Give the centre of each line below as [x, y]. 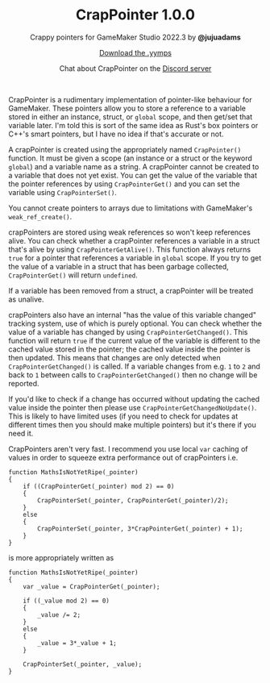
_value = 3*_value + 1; [77, 643]
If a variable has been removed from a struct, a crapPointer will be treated [131, 290]
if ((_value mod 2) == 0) [66, 601]
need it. [21, 433]
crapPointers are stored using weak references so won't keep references [130, 232]
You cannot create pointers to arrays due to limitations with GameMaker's [131, 208]
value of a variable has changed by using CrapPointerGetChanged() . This [128, 331]
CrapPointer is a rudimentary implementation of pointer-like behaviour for [130, 99]
